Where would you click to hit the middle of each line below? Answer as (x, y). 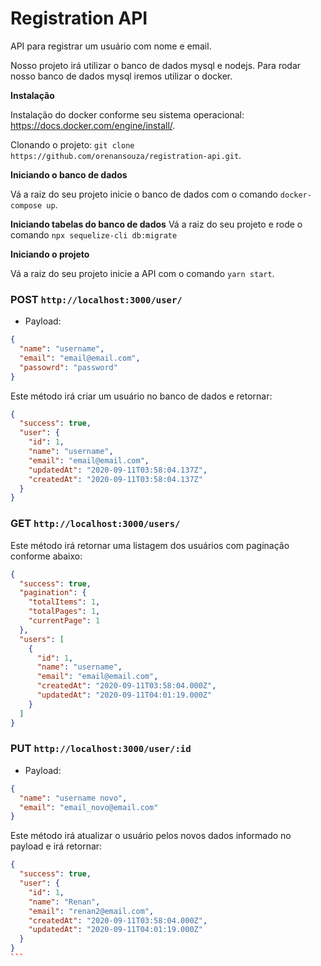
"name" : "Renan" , (64, 902)
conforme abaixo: (46, 556)
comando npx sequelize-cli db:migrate (94, 234)
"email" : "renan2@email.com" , (91, 911)
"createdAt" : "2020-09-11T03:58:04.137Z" (115, 479)
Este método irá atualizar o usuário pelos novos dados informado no (151, 836)
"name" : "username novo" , (73, 798)
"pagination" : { (53, 593)
